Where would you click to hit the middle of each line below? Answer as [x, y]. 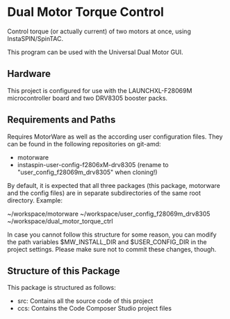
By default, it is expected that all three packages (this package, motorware [114, 185]
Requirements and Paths [61, 120]
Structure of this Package [64, 271]
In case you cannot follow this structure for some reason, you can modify [112, 234]
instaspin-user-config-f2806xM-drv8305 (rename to [93, 164]
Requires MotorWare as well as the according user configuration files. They [115, 137]
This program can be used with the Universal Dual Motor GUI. [95, 52]
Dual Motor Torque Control [86, 12]
